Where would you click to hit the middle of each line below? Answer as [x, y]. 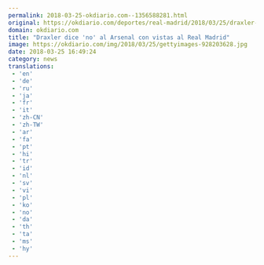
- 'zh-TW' [27, 125]
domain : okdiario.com [44, 30]
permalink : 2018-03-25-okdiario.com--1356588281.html [98, 15]
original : [24, 23]
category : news [33, 60]
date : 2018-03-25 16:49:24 [52, 52]
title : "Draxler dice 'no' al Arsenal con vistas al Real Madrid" [119, 37]
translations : [31, 67]
